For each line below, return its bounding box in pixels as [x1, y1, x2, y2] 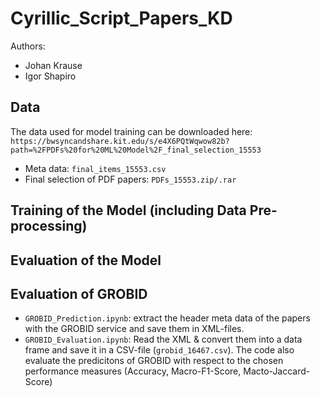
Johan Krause [24, 59, 83, 71]
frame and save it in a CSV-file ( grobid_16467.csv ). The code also [24, 344, 295, 356]
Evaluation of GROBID [10, 285, 148, 302]
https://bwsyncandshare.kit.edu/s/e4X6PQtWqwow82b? [10, 136, 230, 146]
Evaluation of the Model [10, 252, 162, 269]
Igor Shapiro [24, 70, 77, 82]
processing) [10, 218, 88, 235]
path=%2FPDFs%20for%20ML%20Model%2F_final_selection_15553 [10, 145, 262, 155]
